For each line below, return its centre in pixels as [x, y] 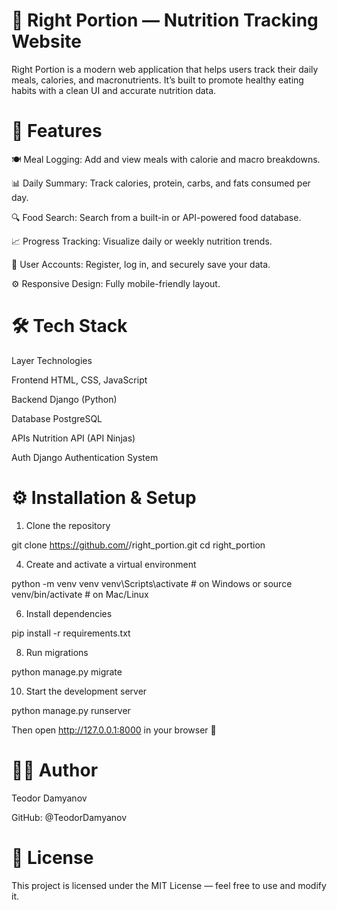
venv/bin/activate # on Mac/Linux [80, 594]
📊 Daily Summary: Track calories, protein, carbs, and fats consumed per [161, 183]
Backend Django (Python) [64, 399]
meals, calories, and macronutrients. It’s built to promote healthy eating [157, 80]
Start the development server [86, 691]
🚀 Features [57, 131]
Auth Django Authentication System [85, 457]
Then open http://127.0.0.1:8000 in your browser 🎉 [114, 730]
